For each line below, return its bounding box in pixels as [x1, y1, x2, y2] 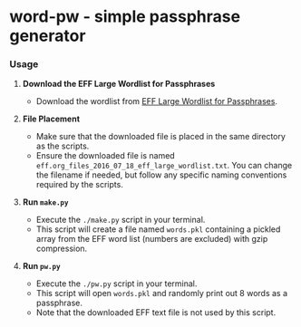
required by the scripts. [35, 179, 124, 190]
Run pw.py [22, 261, 61, 272]
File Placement [22, 113, 80, 124]
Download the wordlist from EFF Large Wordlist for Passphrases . [35, 96, 278, 107]
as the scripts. [35, 140, 90, 151]
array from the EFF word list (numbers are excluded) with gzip [35, 234, 268, 245]
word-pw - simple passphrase [9, 6, 241, 27]
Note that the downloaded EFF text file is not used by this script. [35, 307, 277, 318]
